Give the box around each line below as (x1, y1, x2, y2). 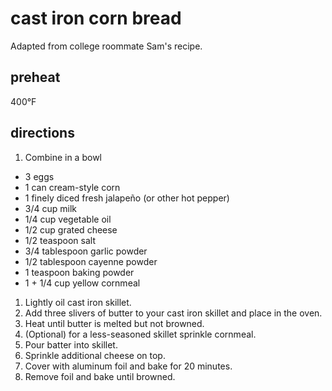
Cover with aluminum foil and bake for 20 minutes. (24, 360, 233, 372)
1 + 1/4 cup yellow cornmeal (24, 277, 141, 289)
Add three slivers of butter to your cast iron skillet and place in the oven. (24, 307, 323, 319)
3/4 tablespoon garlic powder (24, 245, 148, 257)
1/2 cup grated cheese (24, 223, 118, 236)
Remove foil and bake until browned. (24, 370, 176, 382)
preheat (10, 69, 61, 86)
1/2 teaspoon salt (24, 234, 97, 246)
